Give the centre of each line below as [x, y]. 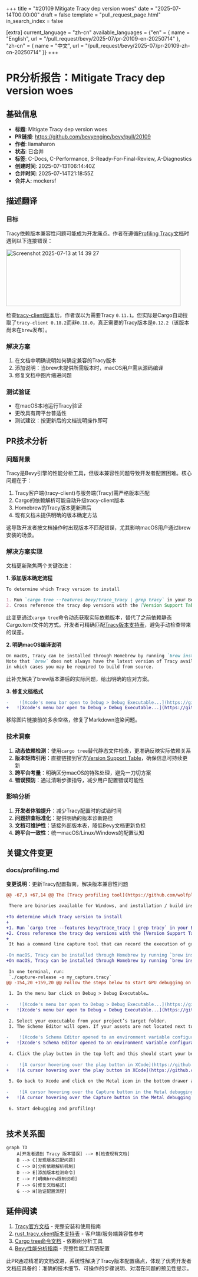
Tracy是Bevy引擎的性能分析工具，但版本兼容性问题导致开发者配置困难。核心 [99, 473]
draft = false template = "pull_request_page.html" [101, 15]
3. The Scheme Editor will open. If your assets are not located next [97, 1026]
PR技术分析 [27, 441]
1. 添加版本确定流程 [29, 578]
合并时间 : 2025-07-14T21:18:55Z [54, 173]
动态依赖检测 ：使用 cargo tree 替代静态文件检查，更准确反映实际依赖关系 [103, 750]
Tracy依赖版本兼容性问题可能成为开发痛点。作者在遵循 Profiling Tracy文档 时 [98, 233]
